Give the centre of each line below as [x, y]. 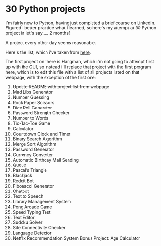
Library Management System [42, 201]
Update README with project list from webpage [61, 86]
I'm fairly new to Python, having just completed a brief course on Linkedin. [80, 23]
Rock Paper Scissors [34, 102]
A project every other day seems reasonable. [51, 42]
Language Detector [32, 233]
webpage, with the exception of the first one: [51, 77]
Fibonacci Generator [33, 186]
